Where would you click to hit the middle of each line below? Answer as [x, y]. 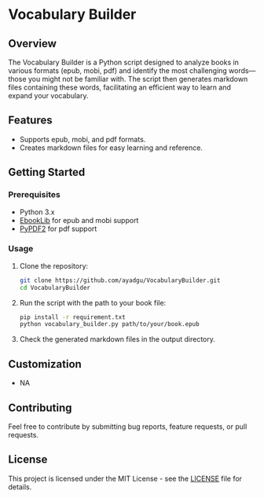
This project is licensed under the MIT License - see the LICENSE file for [125, 478]
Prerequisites [34, 195]
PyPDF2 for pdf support [58, 229]
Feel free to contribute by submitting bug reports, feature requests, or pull [128, 427]
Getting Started [47, 172]
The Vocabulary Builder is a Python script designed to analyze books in [124, 62]
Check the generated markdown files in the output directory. [117, 339]
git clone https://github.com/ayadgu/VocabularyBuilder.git [120, 280]
